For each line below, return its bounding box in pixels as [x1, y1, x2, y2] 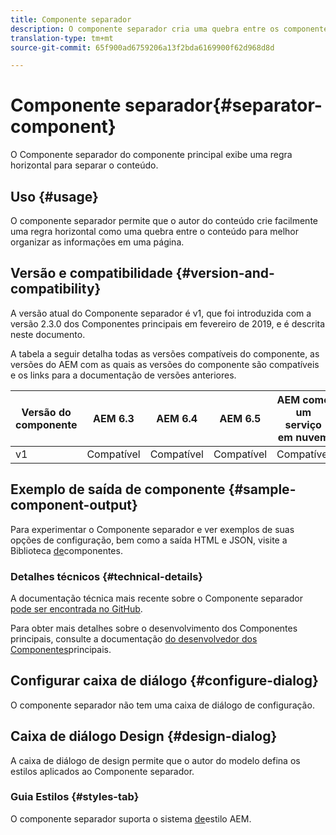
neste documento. [10, 328, 86, 340]
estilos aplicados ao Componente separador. [10, 765, 195, 777]
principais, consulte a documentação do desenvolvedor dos [10, 632, 258, 645]
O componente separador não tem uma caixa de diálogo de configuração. [10, 699, 315, 711]
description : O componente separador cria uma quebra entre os [10, 24, 280, 34]
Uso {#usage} [10, 188, 99, 205]
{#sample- [228, 481, 297, 498]
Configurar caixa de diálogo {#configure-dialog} [10, 672, 319, 690]
